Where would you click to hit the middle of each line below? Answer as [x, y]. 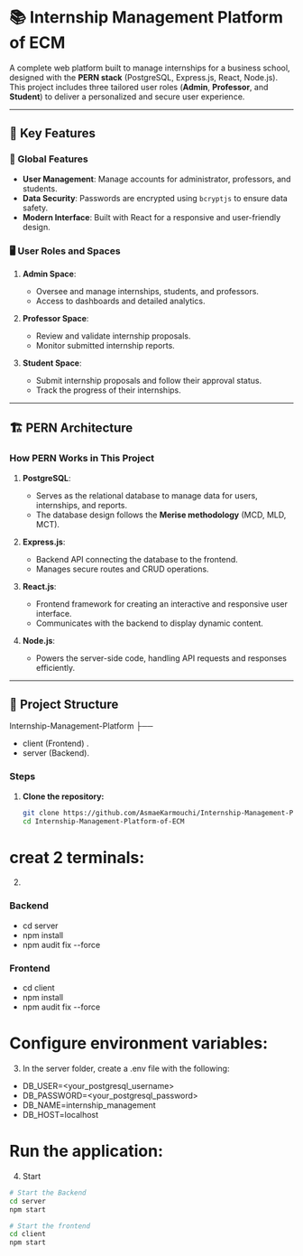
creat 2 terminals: [77, 857]
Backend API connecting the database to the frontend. [137, 559]
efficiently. [55, 667]
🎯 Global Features [49, 159]
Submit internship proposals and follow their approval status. [149, 380]
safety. [35, 208]
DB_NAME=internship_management [89, 1105]
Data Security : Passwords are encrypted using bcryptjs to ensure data [155, 198]
